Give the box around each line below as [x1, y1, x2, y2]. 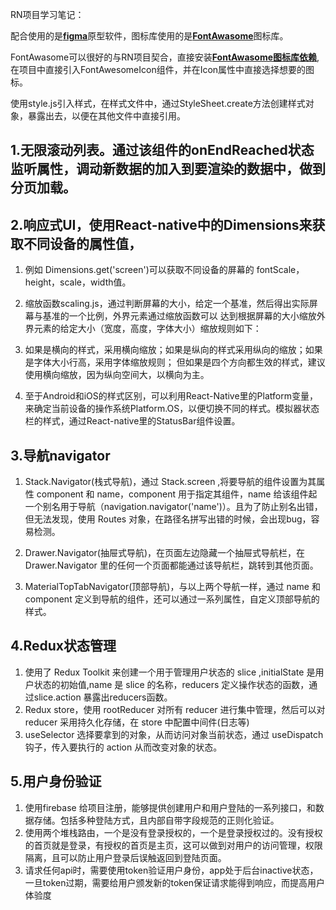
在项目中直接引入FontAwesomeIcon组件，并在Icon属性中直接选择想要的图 [10, 64, 315, 75]
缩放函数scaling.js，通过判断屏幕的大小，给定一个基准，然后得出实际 [24, 298, 310, 310]
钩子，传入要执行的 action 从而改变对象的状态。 [24, 741, 223, 753]
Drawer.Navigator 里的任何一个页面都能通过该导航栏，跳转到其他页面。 [24, 559, 319, 572]
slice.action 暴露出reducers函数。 [33, 691, 173, 703]
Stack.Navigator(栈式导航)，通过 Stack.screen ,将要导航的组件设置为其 [24, 476, 317, 488]
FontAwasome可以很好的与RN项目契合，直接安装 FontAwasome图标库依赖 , [10, 51, 320, 63]
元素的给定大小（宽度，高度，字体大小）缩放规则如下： [33, 323, 262, 335]
